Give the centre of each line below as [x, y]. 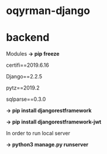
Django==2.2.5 [24, 77]
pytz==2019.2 [23, 88]
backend [28, 38]
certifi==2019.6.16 [28, 65]
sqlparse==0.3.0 [26, 99]
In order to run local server [38, 134]
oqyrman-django [48, 11]
